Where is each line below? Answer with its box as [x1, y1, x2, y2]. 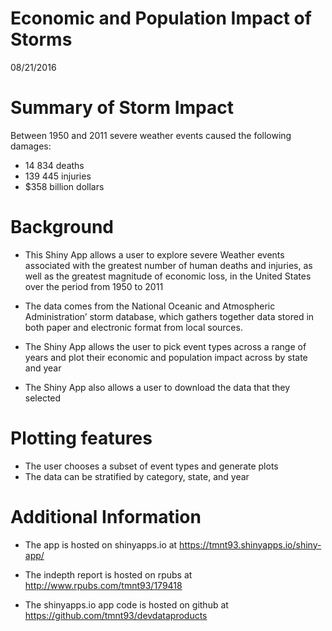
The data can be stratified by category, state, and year [24, 470, 250, 482]
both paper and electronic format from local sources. [24, 321, 243, 333]
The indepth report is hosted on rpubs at [24, 568, 193, 581]
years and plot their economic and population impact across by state [24, 351, 308, 363]
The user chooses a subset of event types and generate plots [24, 460, 279, 472]
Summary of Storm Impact [10, 97, 234, 119]
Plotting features [10, 427, 153, 449]
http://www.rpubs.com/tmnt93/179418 [24, 579, 183, 591]
